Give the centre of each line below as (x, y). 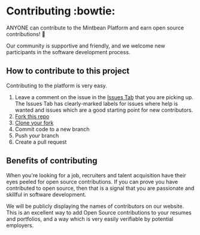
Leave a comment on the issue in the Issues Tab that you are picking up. (104, 97)
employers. (20, 225)
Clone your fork (34, 123)
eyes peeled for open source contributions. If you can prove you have (92, 182)
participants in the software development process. (68, 52)
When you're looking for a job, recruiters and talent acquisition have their (96, 175)
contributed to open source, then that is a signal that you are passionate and (100, 188)
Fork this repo (32, 116)
